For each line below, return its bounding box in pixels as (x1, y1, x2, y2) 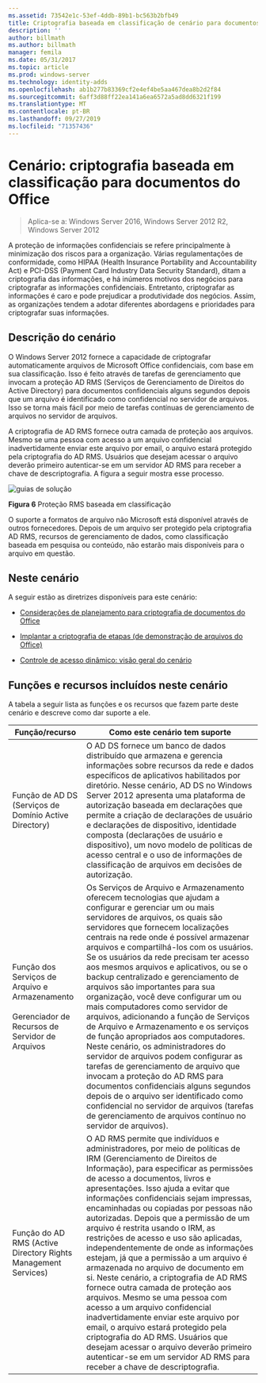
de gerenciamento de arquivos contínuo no (85, 1111, 247, 1122)
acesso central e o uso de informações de (85, 849, 243, 861)
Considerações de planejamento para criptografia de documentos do (19, 608, 245, 618)
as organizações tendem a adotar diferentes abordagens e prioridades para (8, 299, 256, 309)
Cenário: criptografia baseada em (8, 156, 235, 175)
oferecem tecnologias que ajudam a (85, 892, 220, 903)
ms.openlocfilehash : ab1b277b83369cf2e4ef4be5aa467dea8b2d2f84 (8, 85, 222, 94)
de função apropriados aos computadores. (85, 1031, 245, 1042)
